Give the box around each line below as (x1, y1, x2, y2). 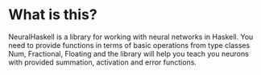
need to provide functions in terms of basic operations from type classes (8, 40, 251, 49)
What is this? (8, 6, 98, 24)
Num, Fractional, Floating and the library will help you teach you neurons (8, 49, 250, 58)
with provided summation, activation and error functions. (8, 57, 197, 67)
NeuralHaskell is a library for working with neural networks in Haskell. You (8, 32, 254, 41)
